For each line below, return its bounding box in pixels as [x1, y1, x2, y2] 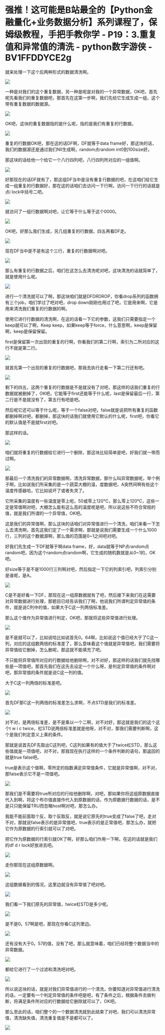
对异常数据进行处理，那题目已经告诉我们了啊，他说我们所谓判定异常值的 [5, 598, 151, 604]
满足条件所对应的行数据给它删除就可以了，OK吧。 [18, 998, 119, 1004]
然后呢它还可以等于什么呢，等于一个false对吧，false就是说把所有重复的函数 [5, 407, 158, 413]
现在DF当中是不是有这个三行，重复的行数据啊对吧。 [5, 248, 110, 254]
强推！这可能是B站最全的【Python [5, 4, 144, 16]
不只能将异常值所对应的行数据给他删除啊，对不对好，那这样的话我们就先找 [5, 657, 156, 663]
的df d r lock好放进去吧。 [5, 842, 56, 848]
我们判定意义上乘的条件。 [13, 731, 65, 738]
